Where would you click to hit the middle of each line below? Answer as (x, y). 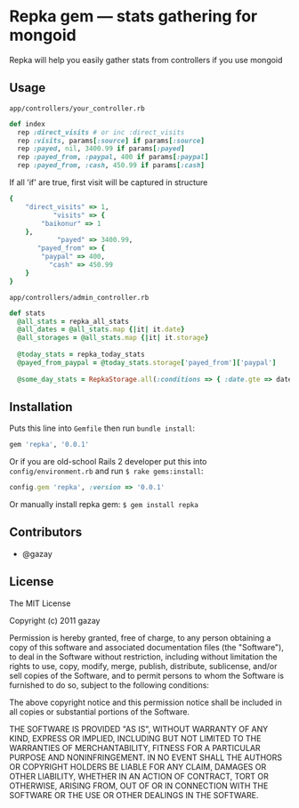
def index (28, 124)
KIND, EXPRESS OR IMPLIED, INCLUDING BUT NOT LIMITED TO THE (135, 738)
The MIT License (40, 603)
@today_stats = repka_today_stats (81, 354)
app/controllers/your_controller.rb (77, 109)
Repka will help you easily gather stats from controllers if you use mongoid (146, 60)
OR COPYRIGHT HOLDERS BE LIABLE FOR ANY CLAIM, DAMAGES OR (138, 766)
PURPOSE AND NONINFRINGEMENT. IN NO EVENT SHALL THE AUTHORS (146, 757)
